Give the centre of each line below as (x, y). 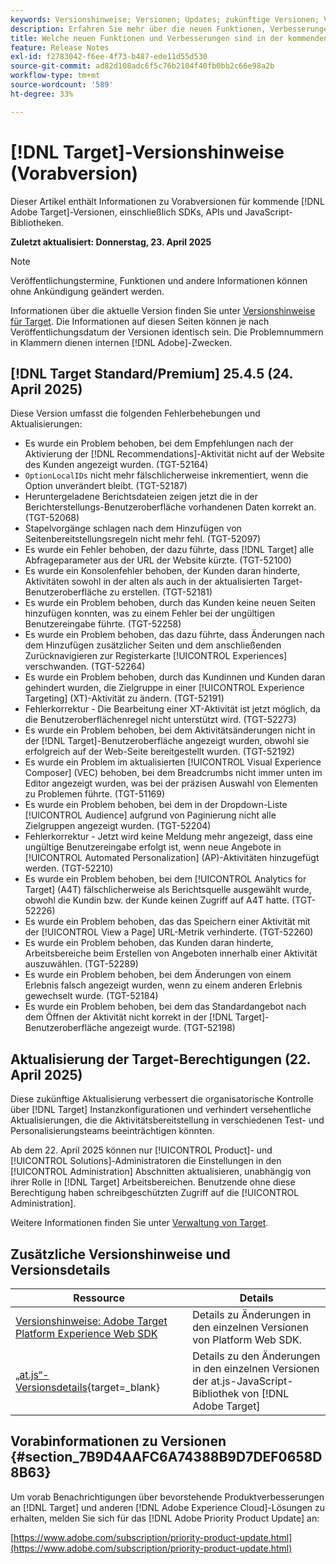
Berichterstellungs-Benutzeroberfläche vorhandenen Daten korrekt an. (170, 507)
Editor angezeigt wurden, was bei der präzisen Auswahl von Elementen (171, 783)
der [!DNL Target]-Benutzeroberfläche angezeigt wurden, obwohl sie (167, 741)
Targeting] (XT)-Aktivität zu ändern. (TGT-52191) (124, 698)
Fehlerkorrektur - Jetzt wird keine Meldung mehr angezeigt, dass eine (169, 837)
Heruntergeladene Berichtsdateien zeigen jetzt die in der (141, 497)
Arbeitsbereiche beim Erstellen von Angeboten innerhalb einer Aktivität (171, 953)
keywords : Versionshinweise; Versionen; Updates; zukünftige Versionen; (165, 19)
